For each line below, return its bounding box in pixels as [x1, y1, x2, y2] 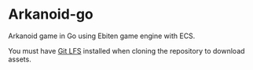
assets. [8, 54, 31, 64]
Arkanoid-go [8, 5, 94, 23]
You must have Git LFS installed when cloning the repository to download [8, 46, 245, 55]
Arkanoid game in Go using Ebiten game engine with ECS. [8, 31, 196, 40]
